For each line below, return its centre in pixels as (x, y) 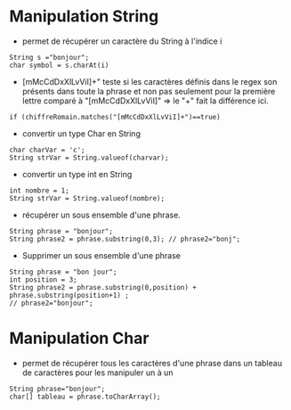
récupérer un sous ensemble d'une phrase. (101, 215)
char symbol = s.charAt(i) (59, 65)
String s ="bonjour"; (49, 57)
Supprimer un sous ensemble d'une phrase (101, 255)
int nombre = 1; (39, 190)
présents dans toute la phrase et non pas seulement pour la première (149, 91)
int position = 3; (43, 279)
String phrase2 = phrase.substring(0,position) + (103, 287)
